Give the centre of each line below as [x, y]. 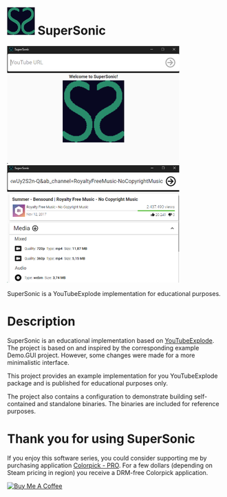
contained [21, 403]
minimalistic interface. [39, 362]
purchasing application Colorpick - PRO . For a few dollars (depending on [110, 465]
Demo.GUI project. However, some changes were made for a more [101, 355]
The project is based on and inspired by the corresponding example [103, 348]
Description [41, 322]
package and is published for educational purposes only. [88, 383]
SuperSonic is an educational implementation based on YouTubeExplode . [111, 340]
